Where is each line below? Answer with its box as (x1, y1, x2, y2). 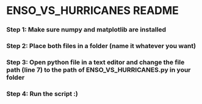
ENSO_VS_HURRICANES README (6, 4, 179, 18)
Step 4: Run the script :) (6, 89, 78, 98)
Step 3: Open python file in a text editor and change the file (6, 58, 185, 66)
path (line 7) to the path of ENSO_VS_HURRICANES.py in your (6, 65, 191, 74)
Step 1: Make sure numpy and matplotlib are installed (6, 26, 167, 34)
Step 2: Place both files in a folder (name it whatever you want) (6, 42, 197, 50)
